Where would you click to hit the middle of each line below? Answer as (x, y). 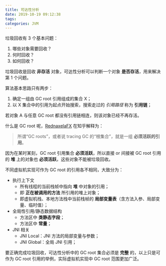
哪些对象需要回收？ (32, 49)
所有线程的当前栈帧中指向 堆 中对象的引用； (64, 186)
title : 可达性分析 (22, 10)
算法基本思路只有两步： (29, 88)
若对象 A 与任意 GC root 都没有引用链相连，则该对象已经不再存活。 (74, 115)
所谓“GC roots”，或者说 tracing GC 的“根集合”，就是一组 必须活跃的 (86, 136)
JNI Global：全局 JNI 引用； (48, 242)
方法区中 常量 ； (36, 223)
